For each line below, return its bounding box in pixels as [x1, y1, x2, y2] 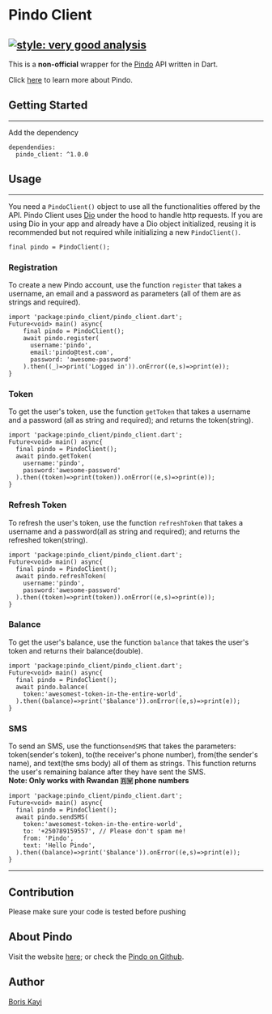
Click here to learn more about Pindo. [8, 75, 134, 84]
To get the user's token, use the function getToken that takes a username [8, 407, 251, 416]
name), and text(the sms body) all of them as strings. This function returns [8, 759, 257, 769]
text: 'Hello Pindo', [23, 841, 96, 850]
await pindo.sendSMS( [15, 813, 89, 821]
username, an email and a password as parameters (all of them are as [8, 288, 241, 298]
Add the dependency [8, 127, 79, 137]
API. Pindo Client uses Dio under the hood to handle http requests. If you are [8, 210, 263, 219]
